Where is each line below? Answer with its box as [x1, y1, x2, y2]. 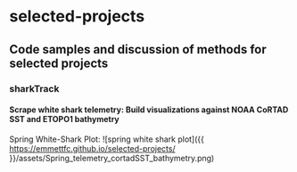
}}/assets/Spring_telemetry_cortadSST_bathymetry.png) [9, 152, 215, 163]
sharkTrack [9, 82, 60, 94]
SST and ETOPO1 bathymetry [9, 114, 120, 125]
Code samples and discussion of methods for [9, 42, 268, 57]
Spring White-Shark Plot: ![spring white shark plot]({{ [9, 134, 205, 144]
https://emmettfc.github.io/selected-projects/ [9, 143, 176, 153]
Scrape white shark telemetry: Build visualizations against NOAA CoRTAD [9, 104, 289, 115]
